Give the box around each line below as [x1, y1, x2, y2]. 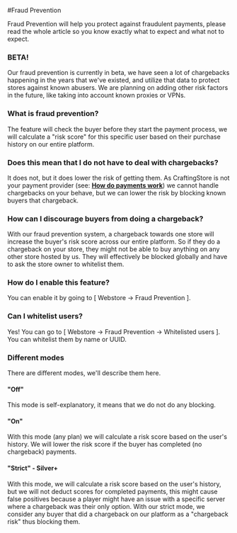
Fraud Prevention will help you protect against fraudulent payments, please [7, 20, 226, 28]
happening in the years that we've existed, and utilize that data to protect [7, 76, 220, 84]
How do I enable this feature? [7, 277, 110, 287]
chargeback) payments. [7, 447, 77, 456]
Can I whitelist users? [7, 311, 83, 321]
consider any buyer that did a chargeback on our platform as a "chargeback [7, 510, 229, 518]
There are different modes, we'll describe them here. [7, 369, 161, 377]
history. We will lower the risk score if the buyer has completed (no [7, 440, 202, 449]
